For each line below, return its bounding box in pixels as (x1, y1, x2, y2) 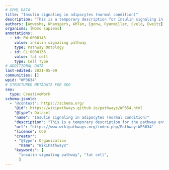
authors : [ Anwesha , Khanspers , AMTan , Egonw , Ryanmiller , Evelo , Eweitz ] (5, 21, 163, 27)
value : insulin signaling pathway (14, 40, 87, 45)
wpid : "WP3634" (5, 77, 37, 82)
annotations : (5, 31, 33, 36)
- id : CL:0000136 (10, 49, 46, 54)
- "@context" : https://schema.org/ (10, 101, 84, 106)
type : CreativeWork (10, 92, 51, 97)
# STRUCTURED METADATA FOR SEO (5, 82, 71, 87)
